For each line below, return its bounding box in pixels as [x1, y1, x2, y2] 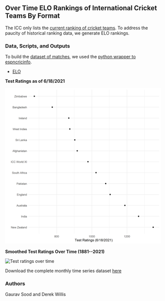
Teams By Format [5, 12, 60, 20]
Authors [5, 280, 26, 287]
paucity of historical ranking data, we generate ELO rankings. [5, 30, 130, 36]
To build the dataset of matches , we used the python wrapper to [5, 54, 136, 60]
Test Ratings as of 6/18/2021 [5, 78, 65, 84]
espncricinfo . [5, 59, 32, 65]
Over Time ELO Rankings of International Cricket [5, 4, 157, 12]
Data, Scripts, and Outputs [5, 42, 70, 49]
